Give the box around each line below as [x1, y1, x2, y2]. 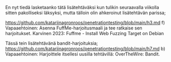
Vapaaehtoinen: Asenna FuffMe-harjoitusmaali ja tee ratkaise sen [5, 25, 142, 31]
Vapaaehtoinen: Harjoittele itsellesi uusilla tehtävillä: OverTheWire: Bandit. [5, 51, 160, 57]
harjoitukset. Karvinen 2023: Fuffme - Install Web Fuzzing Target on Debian [5, 30, 164, 36]
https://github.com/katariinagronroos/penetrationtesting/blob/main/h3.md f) [5, 20, 165, 25]
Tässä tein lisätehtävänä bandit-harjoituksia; [5, 40, 98, 46]
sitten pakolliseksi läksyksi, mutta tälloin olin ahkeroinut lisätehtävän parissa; [5, 10, 166, 16]
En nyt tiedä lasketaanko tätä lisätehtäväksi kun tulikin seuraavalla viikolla [5, 5, 159, 10]
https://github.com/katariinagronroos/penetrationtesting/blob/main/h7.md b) [5, 46, 165, 51]
